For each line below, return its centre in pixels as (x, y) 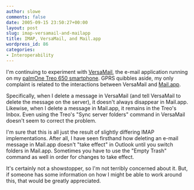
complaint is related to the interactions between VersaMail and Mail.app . (93, 84)
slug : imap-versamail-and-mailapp (48, 33)
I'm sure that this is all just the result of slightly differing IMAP (80, 132)
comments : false (26, 17)
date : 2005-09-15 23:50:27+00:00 (47, 22)
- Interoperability (30, 55)
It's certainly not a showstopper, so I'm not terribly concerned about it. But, (97, 168)
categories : (21, 50)
